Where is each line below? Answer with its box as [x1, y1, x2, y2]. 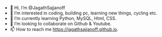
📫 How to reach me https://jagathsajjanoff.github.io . [10, 26, 119, 32]
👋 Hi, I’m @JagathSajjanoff [10, 5, 65, 10]
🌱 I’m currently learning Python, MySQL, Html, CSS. [10, 15, 117, 21]
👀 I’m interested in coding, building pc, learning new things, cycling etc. [10, 10, 157, 16]
